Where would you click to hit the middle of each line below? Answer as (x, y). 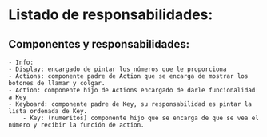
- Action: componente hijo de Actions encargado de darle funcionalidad (132, 90)
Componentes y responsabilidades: (99, 44)
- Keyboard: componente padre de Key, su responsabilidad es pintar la (130, 104)
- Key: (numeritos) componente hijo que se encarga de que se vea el (141, 118)
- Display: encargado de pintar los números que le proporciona (118, 69)
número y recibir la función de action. (77, 125)
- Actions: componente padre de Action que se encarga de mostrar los (128, 76)
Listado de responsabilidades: (111, 15)
